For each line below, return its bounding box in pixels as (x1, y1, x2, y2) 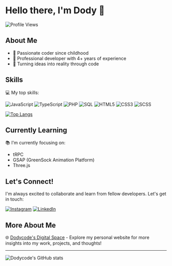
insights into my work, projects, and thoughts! (5, 240, 102, 246)
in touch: (5, 196, 24, 202)
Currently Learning (5, 126, 68, 134)
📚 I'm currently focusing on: (5, 140, 66, 146)
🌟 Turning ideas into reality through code (12, 61, 99, 67)
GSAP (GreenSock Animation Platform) (12, 157, 95, 163)
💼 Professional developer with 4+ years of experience (12, 55, 126, 61)
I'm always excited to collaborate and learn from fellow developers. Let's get (5, 191, 166, 197)
